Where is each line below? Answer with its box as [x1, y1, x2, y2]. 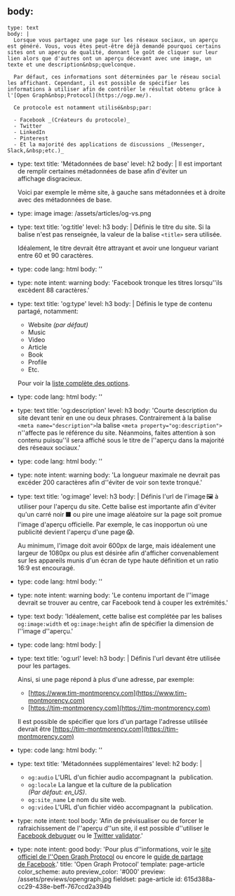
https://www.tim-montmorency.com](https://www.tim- [30, 688, 187, 697]
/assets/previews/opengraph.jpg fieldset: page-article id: [17, 874, 182, 883]
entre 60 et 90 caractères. [17, 251, 93, 259]
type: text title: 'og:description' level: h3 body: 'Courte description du [17, 406, 217, 414]
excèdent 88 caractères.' [17, 286, 90, 294]
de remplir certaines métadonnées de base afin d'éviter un [17, 166, 187, 175]
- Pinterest [13, 135, 49, 142]
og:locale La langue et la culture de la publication [27, 780, 172, 789]
